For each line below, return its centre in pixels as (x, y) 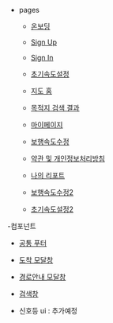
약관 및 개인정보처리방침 (68, 158)
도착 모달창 (36, 260)
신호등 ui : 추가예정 (48, 311)
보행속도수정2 (52, 192)
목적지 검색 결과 (55, 108)
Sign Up (43, 42)
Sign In (42, 58)
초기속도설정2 (52, 209)
